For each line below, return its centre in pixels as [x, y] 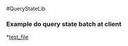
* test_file [18, 37]
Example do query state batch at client [64, 24]
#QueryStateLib [26, 9]
